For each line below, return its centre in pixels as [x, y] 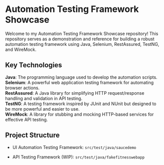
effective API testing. [27, 119]
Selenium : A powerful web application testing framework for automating [80, 82]
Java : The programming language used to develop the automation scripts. [82, 77]
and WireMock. [21, 49]
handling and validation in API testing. [44, 98]
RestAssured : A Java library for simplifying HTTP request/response [75, 93]
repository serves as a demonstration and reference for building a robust [80, 39]
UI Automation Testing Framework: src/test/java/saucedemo [74, 147]
